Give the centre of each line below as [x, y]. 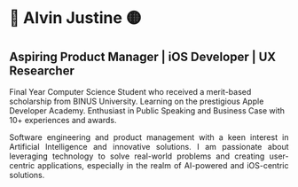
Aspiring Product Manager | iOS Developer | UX [143, 56]
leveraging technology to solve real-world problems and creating [137, 156]
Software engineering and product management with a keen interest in [149, 137]
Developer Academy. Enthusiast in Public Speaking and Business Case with [147, 111]
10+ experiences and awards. [63, 120]
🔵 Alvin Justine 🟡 [75, 18]
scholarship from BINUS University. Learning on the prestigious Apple [137, 101]
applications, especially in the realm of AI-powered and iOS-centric [163, 165]
